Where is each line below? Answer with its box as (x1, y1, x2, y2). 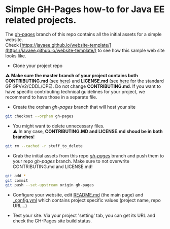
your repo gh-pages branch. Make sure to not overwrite (12, 158, 129, 164)
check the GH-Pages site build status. (12, 218, 92, 224)
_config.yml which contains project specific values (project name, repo (12, 197, 161, 204)
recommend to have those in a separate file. (5, 94, 97, 100)
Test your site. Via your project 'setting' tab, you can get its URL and (12, 212, 156, 219)
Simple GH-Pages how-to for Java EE (5, 4, 165, 15)
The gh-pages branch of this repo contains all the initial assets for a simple (5, 31, 162, 37)
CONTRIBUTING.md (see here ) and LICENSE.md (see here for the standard (5, 78, 164, 84)
